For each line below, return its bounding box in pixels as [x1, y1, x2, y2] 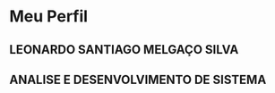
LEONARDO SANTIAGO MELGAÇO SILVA [9, 42, 239, 57]
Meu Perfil [9, 6, 88, 27]
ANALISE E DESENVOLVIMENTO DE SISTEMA [9, 72, 267, 87]
